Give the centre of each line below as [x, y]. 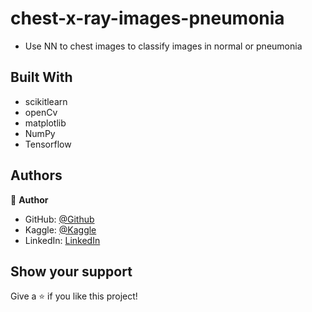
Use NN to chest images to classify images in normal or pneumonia [163, 46]
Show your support [71, 271]
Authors [36, 175]
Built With [41, 77]
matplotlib [45, 123]
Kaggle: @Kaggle [60, 229]
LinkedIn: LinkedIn [62, 240]
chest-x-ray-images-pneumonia [147, 18]
